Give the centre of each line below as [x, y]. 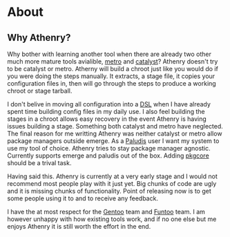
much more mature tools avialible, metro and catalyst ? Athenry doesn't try [113, 61]
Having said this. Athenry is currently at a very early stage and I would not [112, 176]
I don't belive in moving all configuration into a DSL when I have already [109, 104]
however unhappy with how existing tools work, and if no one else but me [112, 219]
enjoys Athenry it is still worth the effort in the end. [79, 226]
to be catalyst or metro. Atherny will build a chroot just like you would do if [113, 69]
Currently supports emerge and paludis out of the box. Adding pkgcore [108, 155]
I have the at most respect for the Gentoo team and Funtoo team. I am [106, 212]
